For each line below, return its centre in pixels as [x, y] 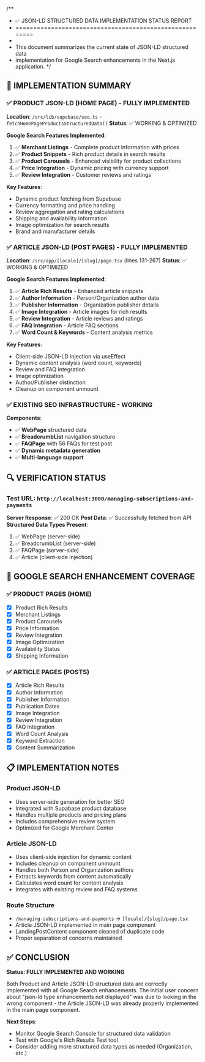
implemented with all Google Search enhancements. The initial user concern [102, 990]
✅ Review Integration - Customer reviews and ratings [83, 174]
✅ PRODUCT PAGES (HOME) [49, 594]
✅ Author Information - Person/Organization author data [87, 298]
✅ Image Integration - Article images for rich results [81, 311]
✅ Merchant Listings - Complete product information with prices [97, 147]
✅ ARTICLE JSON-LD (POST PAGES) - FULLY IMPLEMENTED [97, 247]
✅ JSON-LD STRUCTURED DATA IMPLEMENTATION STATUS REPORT [103, 20]
